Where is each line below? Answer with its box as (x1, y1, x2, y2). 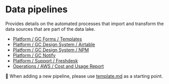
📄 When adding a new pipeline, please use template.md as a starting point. (5, 73, 163, 79)
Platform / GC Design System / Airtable (12, 41, 95, 47)
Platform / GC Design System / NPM (12, 47, 89, 53)
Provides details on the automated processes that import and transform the (5, 20, 164, 27)
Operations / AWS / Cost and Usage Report (12, 63, 104, 69)
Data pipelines (5, 4, 68, 15)
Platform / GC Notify (12, 52, 56, 58)
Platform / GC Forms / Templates (12, 36, 82, 42)
